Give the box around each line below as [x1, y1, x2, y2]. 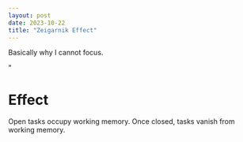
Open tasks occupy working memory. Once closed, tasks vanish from [8, 117, 235, 126]
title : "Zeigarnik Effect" [8, 26, 97, 34]
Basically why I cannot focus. [8, 48, 104, 58]
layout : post [8, 11, 51, 20]
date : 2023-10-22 [8, 19, 66, 27]
